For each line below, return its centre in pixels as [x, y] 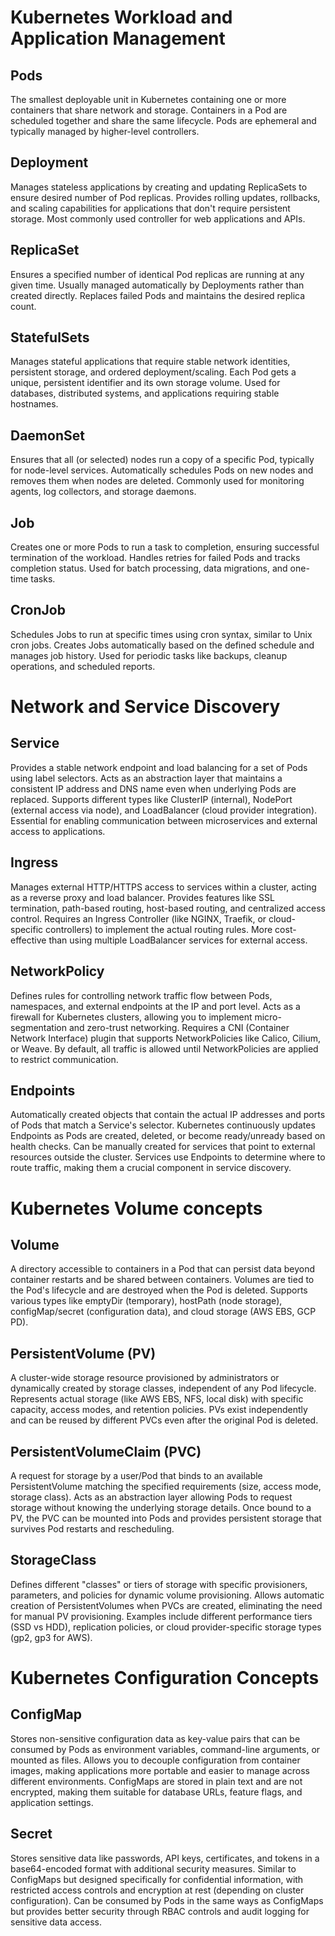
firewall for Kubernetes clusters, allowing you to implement [131, 1017]
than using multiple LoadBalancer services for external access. [178, 940]
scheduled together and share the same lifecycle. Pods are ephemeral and [163, 120]
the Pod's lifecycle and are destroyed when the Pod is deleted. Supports [159, 1290]
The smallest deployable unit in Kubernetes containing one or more [148, 99]
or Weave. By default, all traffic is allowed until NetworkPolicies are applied [164, 1048]
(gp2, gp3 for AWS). [51, 1637]
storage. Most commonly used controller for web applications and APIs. [158, 218]
